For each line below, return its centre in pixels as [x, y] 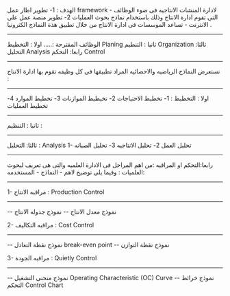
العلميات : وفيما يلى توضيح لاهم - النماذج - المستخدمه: [76, 172]
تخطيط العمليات [28, 105]
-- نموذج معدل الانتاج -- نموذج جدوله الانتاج [62, 212]
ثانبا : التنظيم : [25, 125]
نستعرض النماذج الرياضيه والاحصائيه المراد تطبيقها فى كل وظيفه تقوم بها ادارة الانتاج [114, 71]
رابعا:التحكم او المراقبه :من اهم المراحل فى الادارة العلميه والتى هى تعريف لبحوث [110, 165]
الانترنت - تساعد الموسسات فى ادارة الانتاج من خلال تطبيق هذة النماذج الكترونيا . [110, 24]
